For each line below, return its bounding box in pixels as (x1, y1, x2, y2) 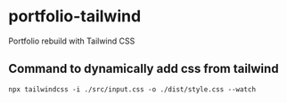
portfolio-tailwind (8, 6, 142, 27)
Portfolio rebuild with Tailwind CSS (8, 36, 135, 46)
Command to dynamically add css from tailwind (8, 61, 279, 76)
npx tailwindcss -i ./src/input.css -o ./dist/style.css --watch (8, 84, 256, 94)
